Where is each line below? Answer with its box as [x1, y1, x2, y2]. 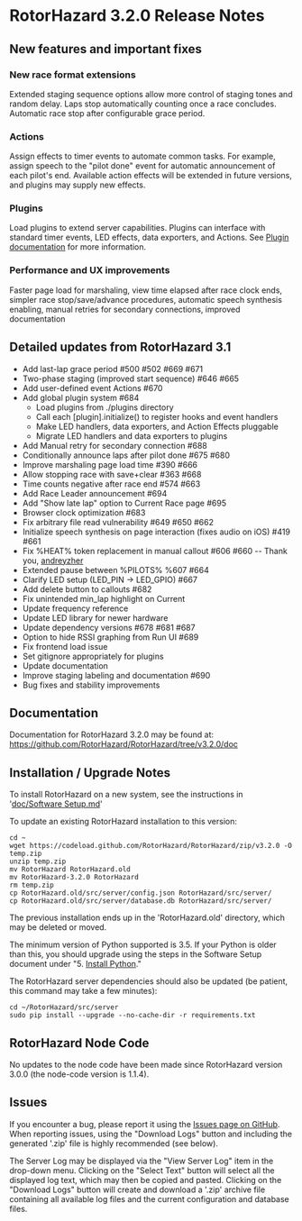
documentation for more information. [9, 241, 147, 252]
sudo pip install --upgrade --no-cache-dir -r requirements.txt [9, 1011, 256, 1020]
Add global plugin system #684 [22, 392, 140, 403]
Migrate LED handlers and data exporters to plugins [35, 430, 228, 442]
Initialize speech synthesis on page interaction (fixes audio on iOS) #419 [22, 526, 291, 537]
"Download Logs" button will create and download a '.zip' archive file [9, 1184, 266, 1195]
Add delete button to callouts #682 [22, 583, 152, 595]
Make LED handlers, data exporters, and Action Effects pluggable [35, 421, 279, 432]
